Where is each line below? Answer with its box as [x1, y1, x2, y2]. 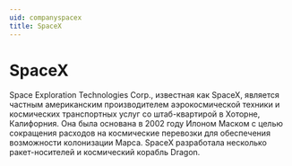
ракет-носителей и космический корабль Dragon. [9, 147, 201, 158]
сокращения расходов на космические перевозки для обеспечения [9, 127, 271, 139]
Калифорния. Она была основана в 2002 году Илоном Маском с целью [9, 118, 284, 129]
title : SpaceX [9, 22, 63, 31]
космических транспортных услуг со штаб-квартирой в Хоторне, [9, 109, 261, 119]
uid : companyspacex [9, 13, 82, 22]
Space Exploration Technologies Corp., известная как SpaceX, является [9, 90, 280, 100]
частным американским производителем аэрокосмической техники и [9, 100, 280, 110]
